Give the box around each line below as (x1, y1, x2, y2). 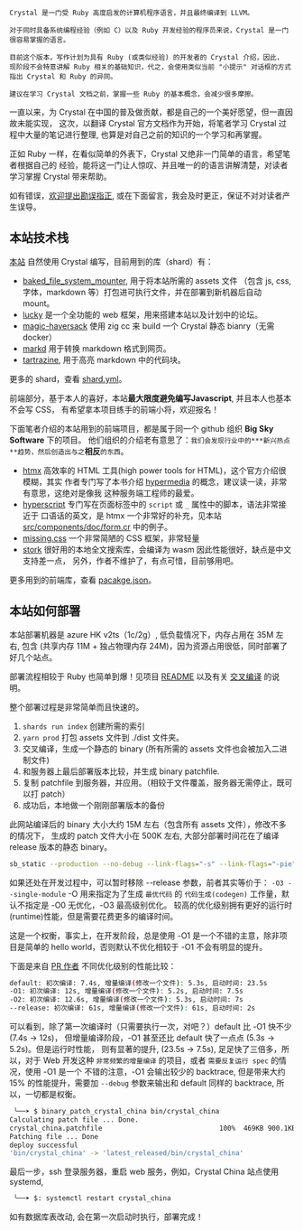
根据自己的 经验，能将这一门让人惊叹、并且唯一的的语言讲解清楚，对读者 (16, 160, 289, 170)
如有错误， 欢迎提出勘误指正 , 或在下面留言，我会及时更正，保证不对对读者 (9, 191, 282, 201)
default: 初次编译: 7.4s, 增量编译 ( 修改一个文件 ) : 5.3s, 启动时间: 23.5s (9, 978, 268, 987)
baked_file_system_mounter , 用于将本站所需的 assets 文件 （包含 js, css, (22, 275, 291, 286)
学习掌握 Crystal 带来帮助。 (9, 171, 112, 182)
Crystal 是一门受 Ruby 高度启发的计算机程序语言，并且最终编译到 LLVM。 (9, 8, 254, 17)
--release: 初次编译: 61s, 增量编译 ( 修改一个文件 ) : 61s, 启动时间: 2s (9, 1003, 256, 1013)
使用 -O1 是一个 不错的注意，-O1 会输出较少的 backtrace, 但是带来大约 (24, 1067, 286, 1077)
